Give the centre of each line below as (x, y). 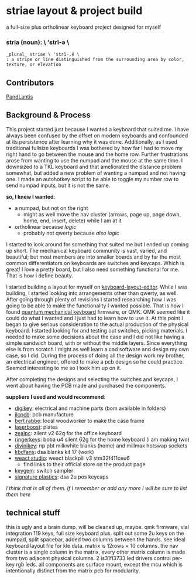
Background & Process (48, 115)
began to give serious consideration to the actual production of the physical (97, 324)
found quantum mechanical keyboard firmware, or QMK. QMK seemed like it (98, 311)
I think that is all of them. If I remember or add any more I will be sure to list (97, 488)
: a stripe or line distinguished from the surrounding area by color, (95, 60)
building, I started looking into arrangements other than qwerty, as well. (92, 293)
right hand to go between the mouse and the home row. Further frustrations (97, 154)
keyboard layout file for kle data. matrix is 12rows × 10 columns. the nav (92, 545)
